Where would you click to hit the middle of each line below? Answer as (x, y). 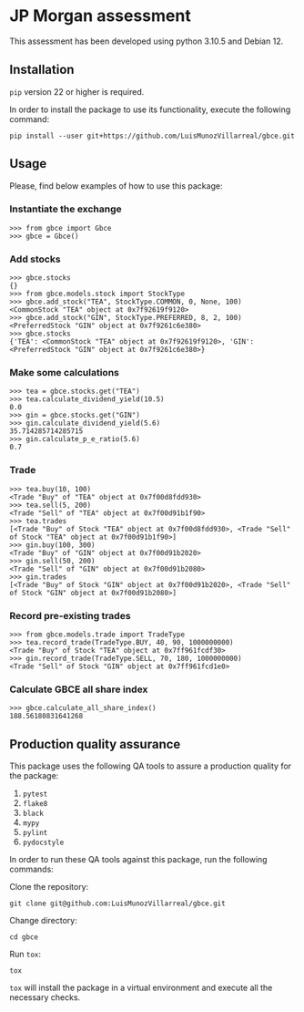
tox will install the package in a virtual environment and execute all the (141, 988)
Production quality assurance (95, 744)
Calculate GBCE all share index (79, 689)
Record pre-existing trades (70, 615)
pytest (35, 794)
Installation (42, 70)
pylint (35, 833)
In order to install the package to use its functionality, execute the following (150, 109)
